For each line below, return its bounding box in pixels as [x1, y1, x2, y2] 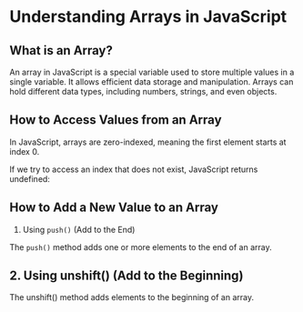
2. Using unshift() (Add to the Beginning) [9, 268, 244, 284]
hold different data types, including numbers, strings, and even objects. [9, 86, 278, 96]
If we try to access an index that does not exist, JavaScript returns [9, 164, 258, 175]
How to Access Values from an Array [9, 112, 222, 128]
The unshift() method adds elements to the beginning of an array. [9, 292, 255, 303]
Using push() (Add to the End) [22, 224, 136, 235]
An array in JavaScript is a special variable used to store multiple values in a [9, 66, 295, 77]
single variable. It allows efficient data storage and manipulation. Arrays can [9, 76, 294, 87]
